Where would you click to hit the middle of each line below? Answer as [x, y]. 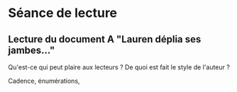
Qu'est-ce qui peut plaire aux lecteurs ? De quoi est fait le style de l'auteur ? [119, 67]
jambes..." [32, 50]
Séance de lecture [63, 13]
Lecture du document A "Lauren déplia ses [105, 39]
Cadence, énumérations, [44, 81]
